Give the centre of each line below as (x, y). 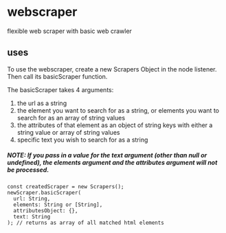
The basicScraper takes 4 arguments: (60, 89)
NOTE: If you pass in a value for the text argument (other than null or (107, 155)
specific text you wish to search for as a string (82, 140)
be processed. (28, 170)
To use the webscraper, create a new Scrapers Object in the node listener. (112, 69)
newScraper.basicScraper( (44, 192)
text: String (32, 217)
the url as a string (42, 103)
